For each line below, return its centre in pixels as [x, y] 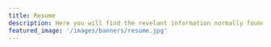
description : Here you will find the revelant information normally [126, 23]
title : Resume [32, 16]
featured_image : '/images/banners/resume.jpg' [88, 30]
